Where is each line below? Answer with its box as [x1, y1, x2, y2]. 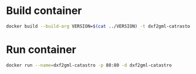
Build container [6, 4, 82, 17]
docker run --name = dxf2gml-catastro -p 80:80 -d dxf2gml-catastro [6, 62, 172, 68]
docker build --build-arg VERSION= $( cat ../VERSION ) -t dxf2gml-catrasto [6, 23, 191, 29]
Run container [6, 43, 76, 56]
